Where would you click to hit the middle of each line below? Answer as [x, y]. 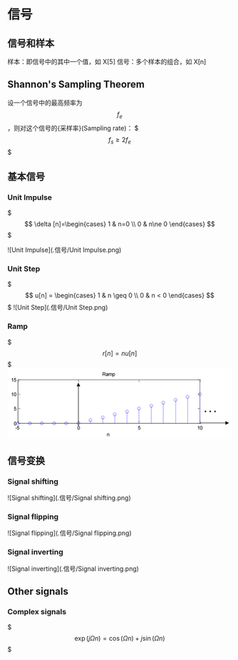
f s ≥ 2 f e [120, 140]
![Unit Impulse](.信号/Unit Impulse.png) [64, 250]
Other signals [38, 592]
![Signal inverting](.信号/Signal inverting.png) [73, 569]
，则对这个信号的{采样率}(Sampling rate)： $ [73, 128]
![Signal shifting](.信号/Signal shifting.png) [69, 498]
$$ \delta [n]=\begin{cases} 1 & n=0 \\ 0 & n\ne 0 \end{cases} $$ [120, 224]
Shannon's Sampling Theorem [76, 85]
